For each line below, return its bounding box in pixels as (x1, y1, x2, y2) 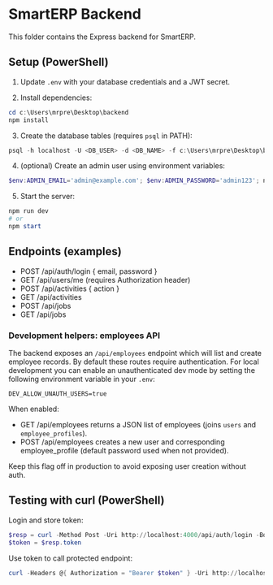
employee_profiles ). (19, 428, 88, 438)
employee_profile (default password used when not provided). (19, 445, 229, 455)
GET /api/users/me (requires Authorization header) (19, 275, 191, 284)
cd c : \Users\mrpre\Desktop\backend (8, 108, 129, 116)
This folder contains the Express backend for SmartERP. (8, 32, 197, 41)
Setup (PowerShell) (8, 55, 109, 69)
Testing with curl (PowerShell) (8, 493, 165, 508)
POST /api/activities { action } (19, 284, 120, 293)
